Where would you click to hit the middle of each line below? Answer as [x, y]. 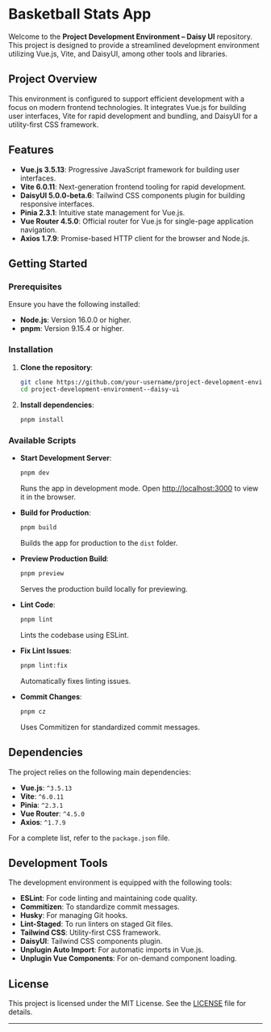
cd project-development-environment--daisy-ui [100, 389]
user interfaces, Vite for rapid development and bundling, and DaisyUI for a [133, 116]
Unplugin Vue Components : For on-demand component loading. [128, 958]
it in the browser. [48, 497]
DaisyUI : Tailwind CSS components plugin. [91, 941]
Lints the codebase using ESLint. [74, 635]
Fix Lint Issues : [46, 650]
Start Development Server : [66, 458]
